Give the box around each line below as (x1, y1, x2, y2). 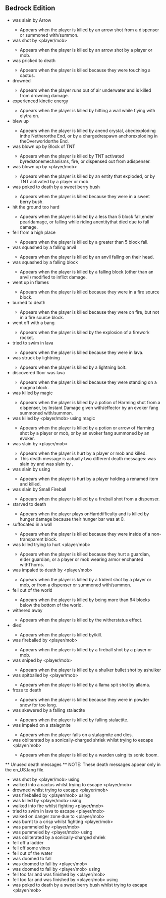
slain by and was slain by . (19, 461, 73, 467)
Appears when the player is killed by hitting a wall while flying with (19, 107, 156, 113)
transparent (19, 536, 44, 542)
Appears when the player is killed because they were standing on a (19, 379, 157, 385)
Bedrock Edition (5, 4, 55, 12)
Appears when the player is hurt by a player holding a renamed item (19, 476, 159, 482)
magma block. (19, 384, 49, 390)
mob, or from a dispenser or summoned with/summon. (19, 582, 131, 588)
